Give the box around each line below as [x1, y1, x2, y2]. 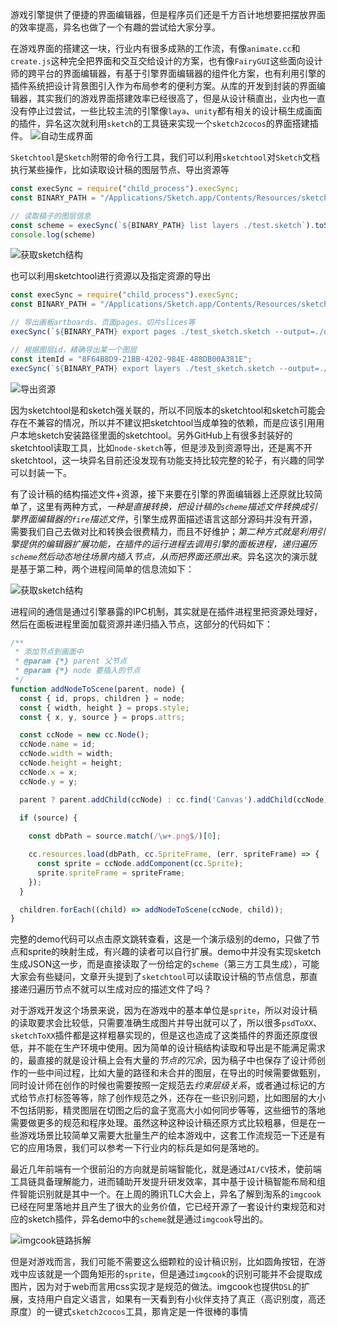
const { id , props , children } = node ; [19, 693, 186, 703]
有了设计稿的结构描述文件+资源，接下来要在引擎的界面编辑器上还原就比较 [10, 488, 315, 500]
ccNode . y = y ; [19, 776, 78, 787]
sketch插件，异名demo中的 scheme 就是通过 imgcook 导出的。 [27, 1213, 269, 1225]
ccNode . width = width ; [19, 749, 114, 759]
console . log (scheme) [10, 229, 97, 240]
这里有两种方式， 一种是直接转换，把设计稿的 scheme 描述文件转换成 [36, 500, 309, 512]
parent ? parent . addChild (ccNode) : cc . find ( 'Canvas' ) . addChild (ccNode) [19, 794, 329, 805]
